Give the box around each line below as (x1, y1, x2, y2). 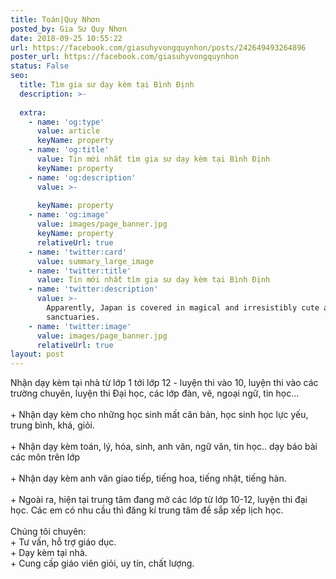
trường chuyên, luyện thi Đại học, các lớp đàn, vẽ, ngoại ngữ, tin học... (10, 387, 300, 400)
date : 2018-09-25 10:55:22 (10, 33, 123, 43)
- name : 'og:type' (28, 117, 105, 127)
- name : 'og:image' (28, 210, 110, 220)
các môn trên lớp (10, 451, 81, 463)
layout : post (10, 349, 65, 360)
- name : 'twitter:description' (28, 284, 159, 295)
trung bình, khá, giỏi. (10, 419, 95, 431)
